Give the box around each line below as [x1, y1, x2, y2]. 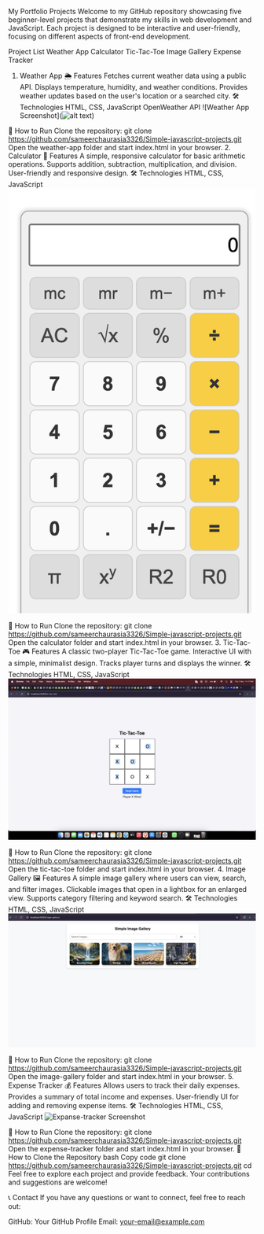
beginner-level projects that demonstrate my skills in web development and [8, 15, 252, 24]
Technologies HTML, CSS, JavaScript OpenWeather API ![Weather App [19, 102, 250, 112]
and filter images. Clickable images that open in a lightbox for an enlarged [8, 884, 247, 893]
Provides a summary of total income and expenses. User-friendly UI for [8, 1092, 240, 1101]
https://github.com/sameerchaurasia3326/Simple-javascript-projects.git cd [8, 1160, 252, 1170]
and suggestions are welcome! [8, 1177, 108, 1187]
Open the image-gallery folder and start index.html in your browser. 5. [8, 1071, 234, 1081]
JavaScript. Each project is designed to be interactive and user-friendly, [8, 24, 241, 32]
